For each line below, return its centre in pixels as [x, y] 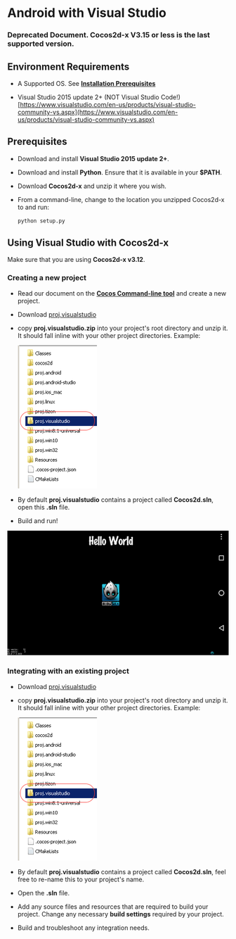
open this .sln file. [44, 507]
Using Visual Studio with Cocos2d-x [88, 243]
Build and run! [38, 521]
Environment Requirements [68, 67]
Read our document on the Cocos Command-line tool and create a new [122, 293]
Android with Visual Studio [87, 13]
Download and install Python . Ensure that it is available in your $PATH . [120, 172]
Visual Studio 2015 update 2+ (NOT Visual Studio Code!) [99, 97]
